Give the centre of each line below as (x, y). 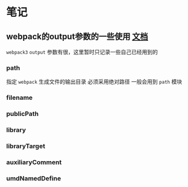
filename (20, 98)
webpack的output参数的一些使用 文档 (77, 36)
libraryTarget (26, 146)
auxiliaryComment (34, 162)
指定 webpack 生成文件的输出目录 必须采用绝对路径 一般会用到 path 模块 (94, 82)
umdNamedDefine (34, 178)
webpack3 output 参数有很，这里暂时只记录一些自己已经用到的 (82, 52)
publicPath (23, 114)
